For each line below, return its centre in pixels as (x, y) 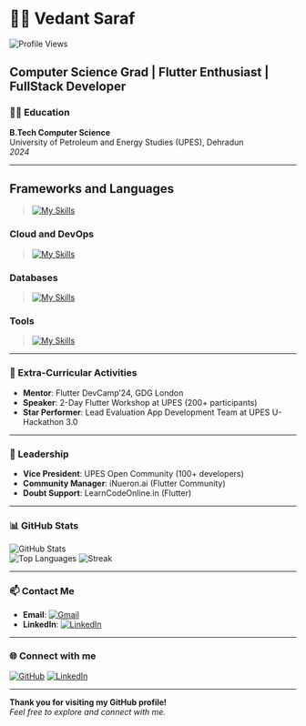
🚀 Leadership (40, 454)
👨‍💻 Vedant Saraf (72, 19)
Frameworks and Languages (92, 189)
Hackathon (43, 421)
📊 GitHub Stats (44, 525)
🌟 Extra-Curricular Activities (73, 373)
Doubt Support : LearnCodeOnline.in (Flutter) (107, 493)
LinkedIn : (41, 624)
